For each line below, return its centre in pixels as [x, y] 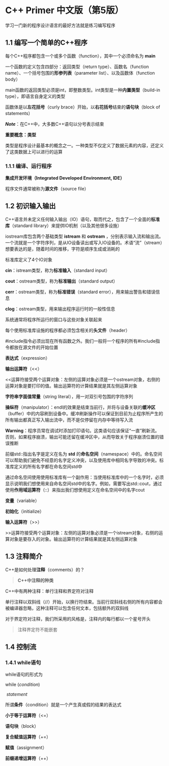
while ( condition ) [23, 685]
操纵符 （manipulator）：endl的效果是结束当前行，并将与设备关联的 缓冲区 [80, 407]
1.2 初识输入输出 [31, 206]
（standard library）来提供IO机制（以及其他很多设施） [66, 226]
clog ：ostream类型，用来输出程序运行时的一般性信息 [60, 309]
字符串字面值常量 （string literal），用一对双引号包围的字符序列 [69, 396]
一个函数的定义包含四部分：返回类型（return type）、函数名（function [77, 67]
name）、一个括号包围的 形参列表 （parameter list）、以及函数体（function [80, 73]
